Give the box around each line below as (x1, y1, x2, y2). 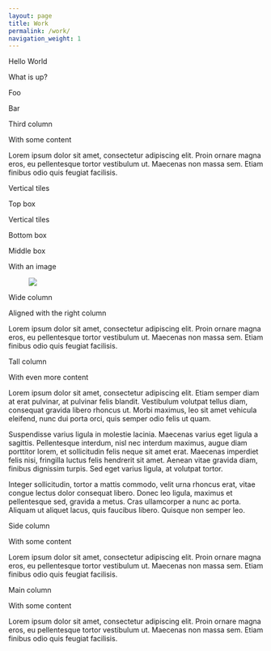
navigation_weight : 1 (8, 34, 82, 43)
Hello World (8, 57, 48, 66)
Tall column (8, 357, 47, 366)
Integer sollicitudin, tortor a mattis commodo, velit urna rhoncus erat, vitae (8, 480, 256, 489)
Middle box (8, 246, 46, 256)
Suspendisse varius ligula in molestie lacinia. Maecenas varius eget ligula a (8, 429, 259, 439)
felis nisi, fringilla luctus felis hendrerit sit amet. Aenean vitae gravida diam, (8, 455, 258, 465)
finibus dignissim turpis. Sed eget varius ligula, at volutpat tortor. (8, 464, 223, 474)
